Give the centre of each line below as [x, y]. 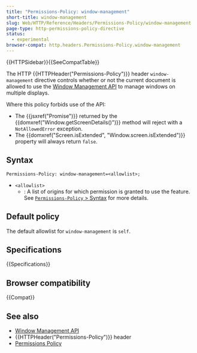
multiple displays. [28, 93]
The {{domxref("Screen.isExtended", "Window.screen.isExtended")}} [100, 135]
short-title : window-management [46, 17]
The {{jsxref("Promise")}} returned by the [66, 116]
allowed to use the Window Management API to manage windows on [91, 86]
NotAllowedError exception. [49, 129]
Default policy [33, 217]
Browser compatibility [49, 283]
